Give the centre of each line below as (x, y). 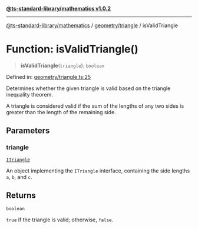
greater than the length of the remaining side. (61, 112)
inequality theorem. (29, 94)
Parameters (28, 131)
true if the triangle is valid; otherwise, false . (60, 220)
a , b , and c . (19, 177)
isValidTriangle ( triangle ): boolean (62, 65)
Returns (21, 196)
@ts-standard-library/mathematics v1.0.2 (58, 9)
